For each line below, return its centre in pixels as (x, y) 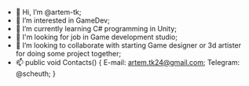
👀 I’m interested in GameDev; (62, 20)
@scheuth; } (36, 73)
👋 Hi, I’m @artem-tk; (48, 12)
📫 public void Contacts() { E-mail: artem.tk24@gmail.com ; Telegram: (128, 62)
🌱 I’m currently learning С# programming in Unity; (96, 29)
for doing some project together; (68, 54)
